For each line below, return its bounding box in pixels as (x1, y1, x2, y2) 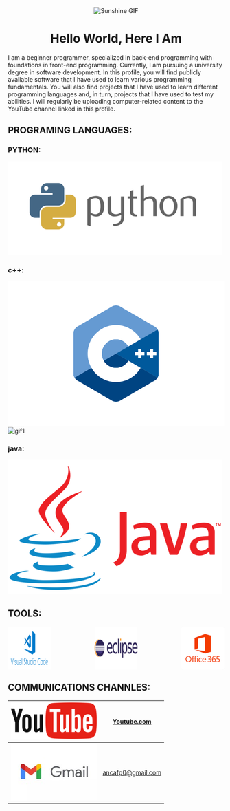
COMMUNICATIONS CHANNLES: (8, 682, 151, 693)
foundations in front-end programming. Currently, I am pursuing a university (8, 61, 222, 69)
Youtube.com (113, 717, 152, 725)
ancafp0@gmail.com (102, 768, 162, 777)
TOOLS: (8, 608, 42, 620)
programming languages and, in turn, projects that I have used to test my (8, 89, 214, 98)
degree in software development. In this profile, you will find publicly (8, 68, 202, 76)
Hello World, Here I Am (49, 31, 183, 47)
